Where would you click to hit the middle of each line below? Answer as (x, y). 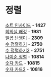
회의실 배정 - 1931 (23, 31)
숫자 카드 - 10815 (23, 63)
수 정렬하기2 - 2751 (25, 50)
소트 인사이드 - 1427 (26, 25)
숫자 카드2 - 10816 (24, 69)
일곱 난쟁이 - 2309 (24, 38)
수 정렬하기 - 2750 (24, 44)
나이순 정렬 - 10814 (25, 56)
